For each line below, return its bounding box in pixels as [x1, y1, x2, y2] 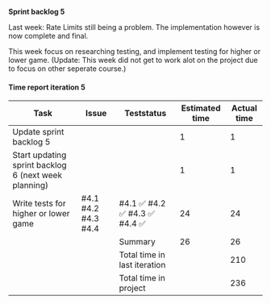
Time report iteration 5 [8, 82, 86, 92]
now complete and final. [8, 31, 89, 40]
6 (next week [12, 169, 63, 181]
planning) [12, 180, 48, 191]
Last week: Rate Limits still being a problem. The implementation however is [8, 23, 261, 31]
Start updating [12, 149, 67, 160]
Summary [119, 236, 156, 248]
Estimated [181, 102, 221, 114]
